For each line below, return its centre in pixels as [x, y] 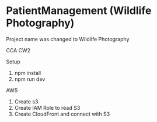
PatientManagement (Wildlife [79, 11]
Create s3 [26, 101]
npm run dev [30, 79]
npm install [28, 73]
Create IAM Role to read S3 [47, 107]
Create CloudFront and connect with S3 [62, 114]
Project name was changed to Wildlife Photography [68, 39]
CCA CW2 [18, 50]
